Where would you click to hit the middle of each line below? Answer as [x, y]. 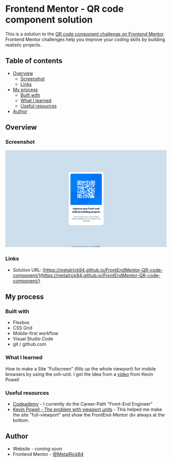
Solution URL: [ [28, 270]
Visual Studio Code [33, 339]
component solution [49, 20]
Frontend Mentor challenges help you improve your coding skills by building [85, 39]
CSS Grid [22, 328]
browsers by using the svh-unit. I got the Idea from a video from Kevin [79, 374]
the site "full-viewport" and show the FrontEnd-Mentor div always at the [89, 415]
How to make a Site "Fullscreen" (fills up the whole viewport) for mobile [81, 368]
